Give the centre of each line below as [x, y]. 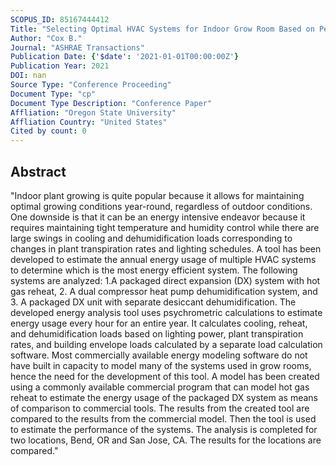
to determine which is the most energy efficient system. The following [154, 270]
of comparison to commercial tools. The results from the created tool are [160, 408]
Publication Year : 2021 [60, 66]
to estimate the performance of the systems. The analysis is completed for [164, 429]
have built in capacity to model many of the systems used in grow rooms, [161, 365]
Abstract [38, 171]
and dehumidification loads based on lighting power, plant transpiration [157, 333]
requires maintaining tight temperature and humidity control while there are [165, 227]
